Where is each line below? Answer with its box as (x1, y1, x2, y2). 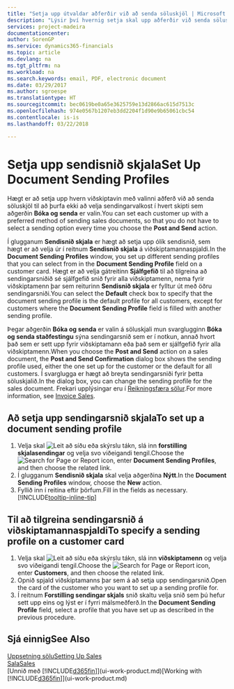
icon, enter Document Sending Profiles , (100, 456, 217, 464)
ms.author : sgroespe (7, 88, 68, 95)
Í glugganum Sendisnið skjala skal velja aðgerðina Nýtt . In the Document (17, 471, 227, 480)
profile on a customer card (7, 535, 125, 547)
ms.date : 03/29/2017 (7, 82, 68, 89)
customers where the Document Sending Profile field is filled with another (7, 304, 221, 312)
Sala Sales (7, 659, 36, 667)
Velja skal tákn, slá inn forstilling (17, 441, 187, 450)
